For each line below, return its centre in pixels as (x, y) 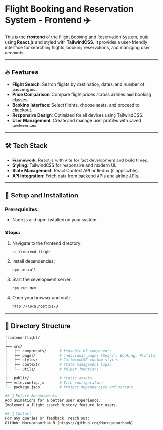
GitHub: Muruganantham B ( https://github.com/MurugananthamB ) (69, 423)
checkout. (22, 110)
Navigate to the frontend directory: (47, 243)
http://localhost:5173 (35, 307)
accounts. (15, 53)
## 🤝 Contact (18, 414)
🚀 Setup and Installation (42, 195)
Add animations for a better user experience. (53, 401)
